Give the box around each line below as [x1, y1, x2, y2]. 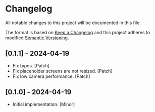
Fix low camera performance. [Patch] [12, 73, 90, 79]
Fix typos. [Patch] [12, 62, 49, 68]
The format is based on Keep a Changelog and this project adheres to [5, 29, 150, 35]
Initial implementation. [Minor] [12, 101, 75, 107]
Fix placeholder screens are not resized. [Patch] [12, 68, 113, 74]
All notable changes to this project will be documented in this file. [5, 20, 141, 26]
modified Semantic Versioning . [5, 35, 69, 41]
